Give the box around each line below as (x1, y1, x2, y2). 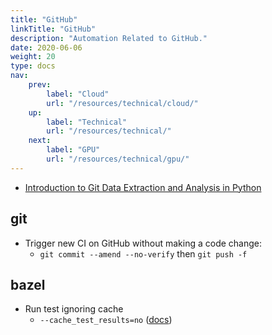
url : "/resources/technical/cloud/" (46, 98, 199, 108)
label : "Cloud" (46, 89, 110, 99)
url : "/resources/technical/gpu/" (46, 154, 190, 164)
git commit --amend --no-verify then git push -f (39, 247, 248, 260)
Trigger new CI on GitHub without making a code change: (24, 237, 263, 249)
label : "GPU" (46, 145, 101, 155)
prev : (28, 80, 52, 90)
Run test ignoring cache (24, 303, 124, 315)
